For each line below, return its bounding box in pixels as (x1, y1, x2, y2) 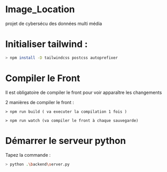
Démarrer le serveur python (5, 135, 127, 146)
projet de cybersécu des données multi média (5, 20, 102, 27)
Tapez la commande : (5, 152, 51, 158)
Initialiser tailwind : (5, 38, 88, 50)
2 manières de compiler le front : (5, 99, 74, 105)
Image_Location (5, 4, 75, 15)
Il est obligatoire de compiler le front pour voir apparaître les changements (5, 89, 162, 95)
